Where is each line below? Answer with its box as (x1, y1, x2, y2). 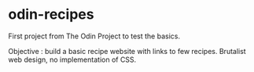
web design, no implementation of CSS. (8, 55, 137, 64)
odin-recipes (8, 5, 94, 23)
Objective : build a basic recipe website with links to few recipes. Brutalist (8, 46, 246, 56)
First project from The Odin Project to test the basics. (8, 31, 181, 41)
